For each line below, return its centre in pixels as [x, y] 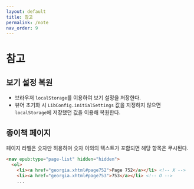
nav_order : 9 [22, 28]
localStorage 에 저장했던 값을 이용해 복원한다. [68, 112]
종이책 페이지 [29, 133]
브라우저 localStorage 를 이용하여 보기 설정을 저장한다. [78, 98]
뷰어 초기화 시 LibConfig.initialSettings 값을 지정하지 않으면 [88, 105]
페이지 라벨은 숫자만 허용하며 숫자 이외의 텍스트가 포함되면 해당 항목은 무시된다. [97, 148]
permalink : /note [27, 22]
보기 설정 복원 [29, 82]
